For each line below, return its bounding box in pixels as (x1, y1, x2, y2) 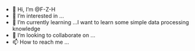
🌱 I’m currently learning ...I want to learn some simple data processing (12, 19, 189, 25)
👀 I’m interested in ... (12, 12, 64, 19)
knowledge (12, 25, 41, 32)
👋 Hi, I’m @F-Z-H (12, 6, 56, 13)
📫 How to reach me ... (12, 38, 69, 46)
